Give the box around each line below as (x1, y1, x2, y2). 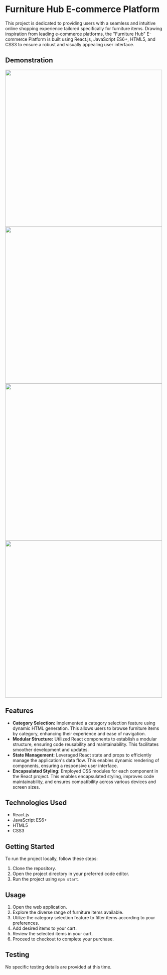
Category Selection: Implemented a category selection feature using (12, 720, 155, 726)
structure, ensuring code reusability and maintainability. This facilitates (12, 741, 159, 747)
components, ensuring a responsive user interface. (12, 763, 118, 769)
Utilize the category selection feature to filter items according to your (12, 915, 155, 920)
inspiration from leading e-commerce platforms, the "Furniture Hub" (5, 31, 146, 37)
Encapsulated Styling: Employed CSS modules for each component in (12, 768, 158, 774)
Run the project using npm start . (12, 876, 80, 882)
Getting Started (5, 842, 55, 851)
